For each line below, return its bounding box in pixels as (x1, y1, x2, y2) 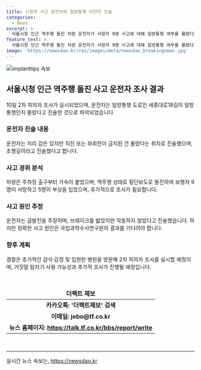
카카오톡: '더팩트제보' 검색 (45, 301, 115, 309)
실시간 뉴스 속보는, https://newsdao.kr (6, 357, 98, 364)
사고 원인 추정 (6, 202, 44, 211)
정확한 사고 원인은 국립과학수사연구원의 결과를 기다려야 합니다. (17, 225, 163, 232)
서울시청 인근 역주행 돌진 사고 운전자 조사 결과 (6, 84, 165, 95)
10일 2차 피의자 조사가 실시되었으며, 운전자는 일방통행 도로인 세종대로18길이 (6, 101, 184, 108)
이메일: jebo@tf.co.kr (51, 312, 111, 320)
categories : (6, 14, 36, 20)
